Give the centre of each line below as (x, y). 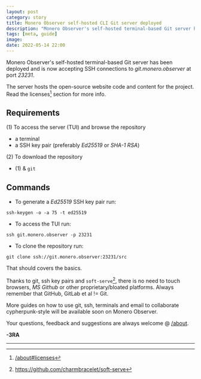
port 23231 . (20, 75)
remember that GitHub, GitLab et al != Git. (57, 293)
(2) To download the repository (44, 157)
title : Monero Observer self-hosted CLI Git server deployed (84, 23)
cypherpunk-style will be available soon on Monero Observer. (82, 311)
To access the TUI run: (43, 224)
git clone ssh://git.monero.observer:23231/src (67, 257)
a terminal (27, 139)
